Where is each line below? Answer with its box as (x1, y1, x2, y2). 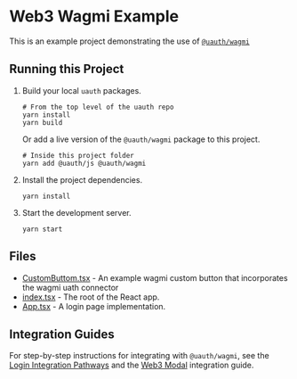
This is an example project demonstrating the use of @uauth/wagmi (9, 36, 251, 46)
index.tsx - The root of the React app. (21, 292, 160, 302)
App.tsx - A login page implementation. (21, 301, 166, 311)
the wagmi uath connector (21, 282, 119, 292)
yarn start (21, 225, 63, 234)
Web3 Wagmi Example (9, 6, 180, 27)
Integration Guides (9, 326, 116, 342)
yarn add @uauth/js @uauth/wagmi (21, 159, 147, 168)
